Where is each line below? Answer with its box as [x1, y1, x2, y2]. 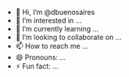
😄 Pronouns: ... [15, 53, 66, 62]
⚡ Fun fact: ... [15, 61, 59, 71]
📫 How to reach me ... [15, 42, 88, 50]
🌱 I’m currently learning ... [15, 24, 99, 33]
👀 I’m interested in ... [15, 16, 82, 25]
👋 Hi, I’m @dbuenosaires [15, 8, 95, 16]
